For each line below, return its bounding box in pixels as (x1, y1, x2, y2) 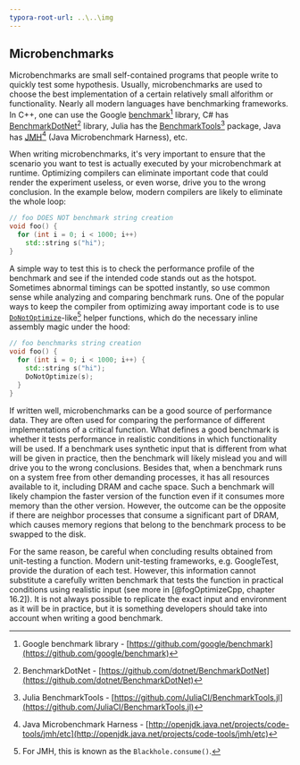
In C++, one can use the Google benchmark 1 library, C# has (9, 108, 229, 121)
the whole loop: (9, 196, 67, 207)
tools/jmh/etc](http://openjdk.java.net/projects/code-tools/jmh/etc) (21, 728, 270, 739)
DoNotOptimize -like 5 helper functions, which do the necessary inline (9, 310, 258, 323)
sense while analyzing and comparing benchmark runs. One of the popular (9, 292, 285, 302)
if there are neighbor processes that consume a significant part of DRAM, (9, 509, 279, 520)
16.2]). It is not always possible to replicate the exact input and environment (9, 593, 287, 604)
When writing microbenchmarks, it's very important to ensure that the (9, 149, 266, 159)
